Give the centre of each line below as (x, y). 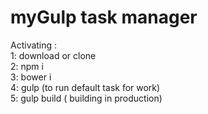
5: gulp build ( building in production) (86, 98)
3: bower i (31, 77)
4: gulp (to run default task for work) (85, 87)
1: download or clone (53, 55)
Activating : (34, 45)
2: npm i (27, 66)
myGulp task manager (104, 17)
